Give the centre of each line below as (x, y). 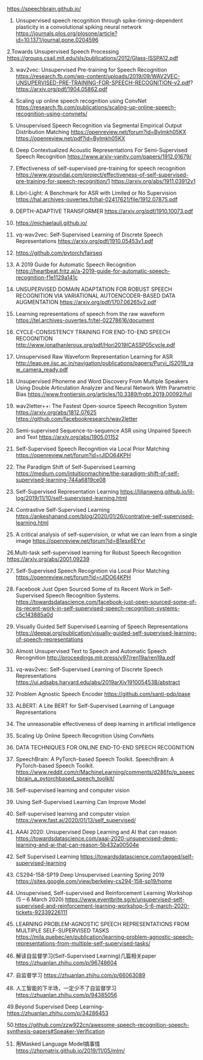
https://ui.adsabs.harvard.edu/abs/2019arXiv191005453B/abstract (98, 682)
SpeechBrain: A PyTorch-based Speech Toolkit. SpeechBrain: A (95, 759)
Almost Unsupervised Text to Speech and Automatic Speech (91, 651)
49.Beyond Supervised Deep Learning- (56, 1007)
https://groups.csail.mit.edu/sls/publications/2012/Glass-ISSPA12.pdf (93, 58)
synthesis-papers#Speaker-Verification (56, 1031)
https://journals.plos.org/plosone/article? (66, 33)
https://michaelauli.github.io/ (51, 223)
